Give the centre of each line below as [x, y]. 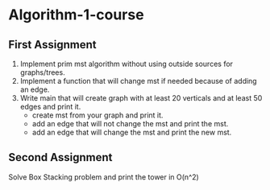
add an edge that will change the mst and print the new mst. [132, 132]
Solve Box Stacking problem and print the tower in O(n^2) [104, 177]
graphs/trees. [43, 72]
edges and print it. [50, 107]
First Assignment [52, 45]
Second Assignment [60, 157]
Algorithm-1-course [76, 15]
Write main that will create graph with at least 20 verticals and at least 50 [141, 98]
